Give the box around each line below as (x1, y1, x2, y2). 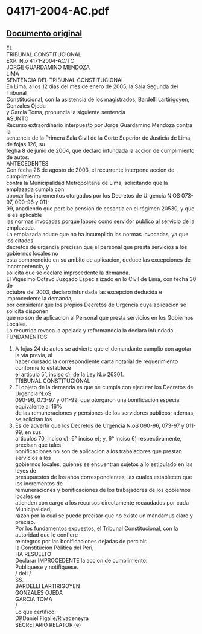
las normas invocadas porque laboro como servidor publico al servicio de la (6, 218, 195, 225)
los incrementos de (14, 480, 63, 487)
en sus (24, 429, 42, 436)
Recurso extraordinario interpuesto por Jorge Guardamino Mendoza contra (6, 121, 193, 128)
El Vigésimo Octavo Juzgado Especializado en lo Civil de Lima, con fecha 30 (6, 276, 197, 282)
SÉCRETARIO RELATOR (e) (14, 621, 81, 628)
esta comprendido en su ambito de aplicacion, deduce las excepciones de (6, 256, 191, 264)
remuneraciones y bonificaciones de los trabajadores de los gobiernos (14, 487, 191, 493)
